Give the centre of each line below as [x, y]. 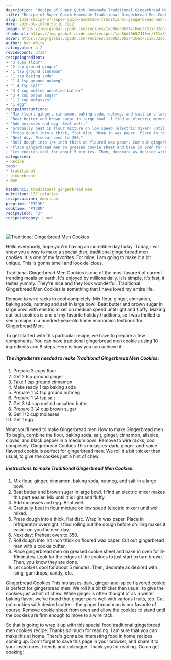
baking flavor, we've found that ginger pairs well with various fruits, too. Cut [85, 599]
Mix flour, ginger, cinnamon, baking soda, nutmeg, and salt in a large [85, 481]
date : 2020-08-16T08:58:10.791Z [40, 24]
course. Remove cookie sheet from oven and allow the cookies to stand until [85, 610]
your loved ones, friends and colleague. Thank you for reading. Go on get [82, 647]
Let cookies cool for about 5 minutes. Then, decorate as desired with [85, 567]
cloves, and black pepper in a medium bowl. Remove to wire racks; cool [81, 440]
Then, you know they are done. [46, 562]
